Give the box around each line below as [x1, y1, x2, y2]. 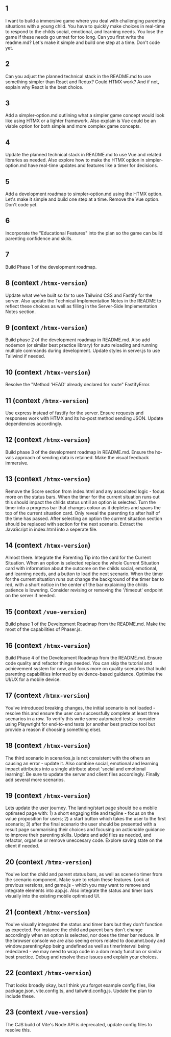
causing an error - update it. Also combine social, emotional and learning [5, 760, 159, 766]
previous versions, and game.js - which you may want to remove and [5, 882, 151, 888]
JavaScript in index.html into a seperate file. [5, 526, 98, 532]
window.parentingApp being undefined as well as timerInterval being [5, 943, 150, 949]
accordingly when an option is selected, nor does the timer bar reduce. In [5, 932, 160, 938]
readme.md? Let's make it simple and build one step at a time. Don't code [5, 39, 160, 45]
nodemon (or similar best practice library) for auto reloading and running [5, 342, 158, 348]
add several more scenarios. [5, 776, 65, 783]
